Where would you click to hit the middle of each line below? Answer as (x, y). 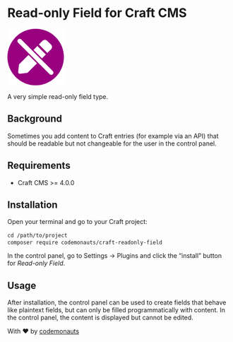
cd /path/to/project (38, 236)
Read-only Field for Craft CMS (97, 13)
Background (35, 119)
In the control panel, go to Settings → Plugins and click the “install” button (115, 256)
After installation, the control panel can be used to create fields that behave (117, 302)
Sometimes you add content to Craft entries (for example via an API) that (113, 136)
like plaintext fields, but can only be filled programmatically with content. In (116, 310)
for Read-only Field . (36, 264)
